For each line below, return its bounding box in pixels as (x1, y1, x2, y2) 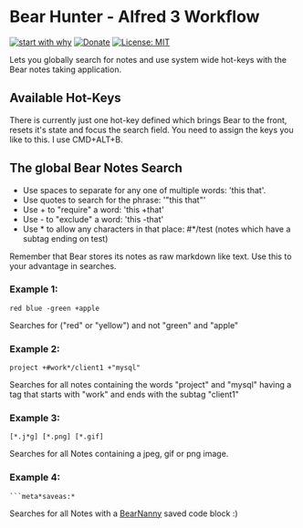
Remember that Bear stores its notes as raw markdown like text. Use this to (9, 251, 292, 262)
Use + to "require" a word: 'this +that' (22, 203, 164, 215)
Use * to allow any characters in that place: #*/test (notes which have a (22, 223, 291, 234)
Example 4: (9, 471, 61, 484)
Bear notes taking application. (9, 64, 121, 75)
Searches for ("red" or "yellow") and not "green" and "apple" (9, 319, 239, 330)
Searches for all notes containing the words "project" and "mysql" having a (9, 379, 292, 390)
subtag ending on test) (22, 233, 109, 243)
